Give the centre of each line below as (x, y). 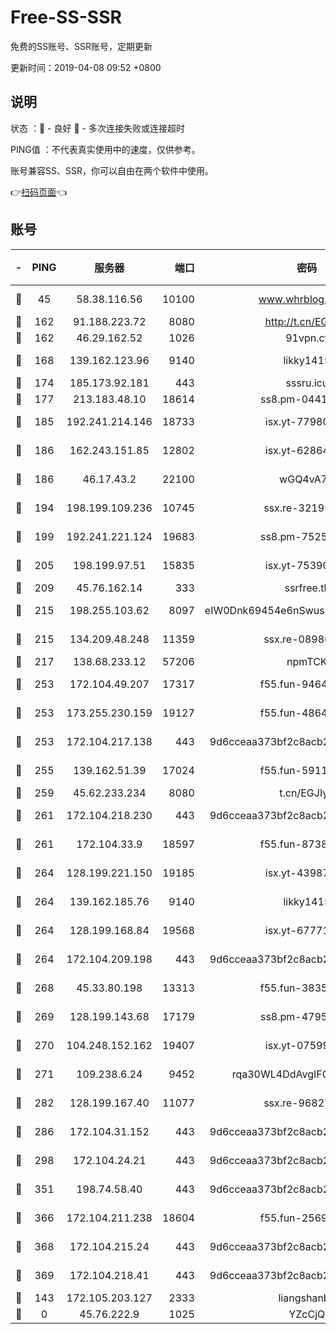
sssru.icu (307, 383)
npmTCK (307, 661)
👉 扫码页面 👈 (39, 192)
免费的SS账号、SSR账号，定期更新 (81, 46)
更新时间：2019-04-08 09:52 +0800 (86, 67)
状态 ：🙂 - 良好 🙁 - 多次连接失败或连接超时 (97, 128)
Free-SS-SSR (66, 17)
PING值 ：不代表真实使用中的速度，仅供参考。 (105, 149)
